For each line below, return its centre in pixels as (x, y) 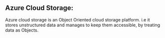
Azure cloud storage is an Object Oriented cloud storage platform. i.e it (78, 19)
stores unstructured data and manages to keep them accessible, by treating (83, 25)
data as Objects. (22, 30)
